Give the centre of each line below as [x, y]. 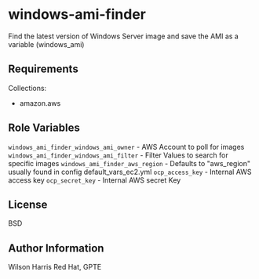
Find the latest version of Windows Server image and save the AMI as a [124, 36]
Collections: [27, 88]
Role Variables [44, 128]
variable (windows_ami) [46, 44]
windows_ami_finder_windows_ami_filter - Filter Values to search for [119, 155]
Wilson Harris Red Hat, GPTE [55, 267]
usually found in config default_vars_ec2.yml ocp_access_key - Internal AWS [130, 172]
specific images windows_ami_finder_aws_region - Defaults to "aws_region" [129, 163]
